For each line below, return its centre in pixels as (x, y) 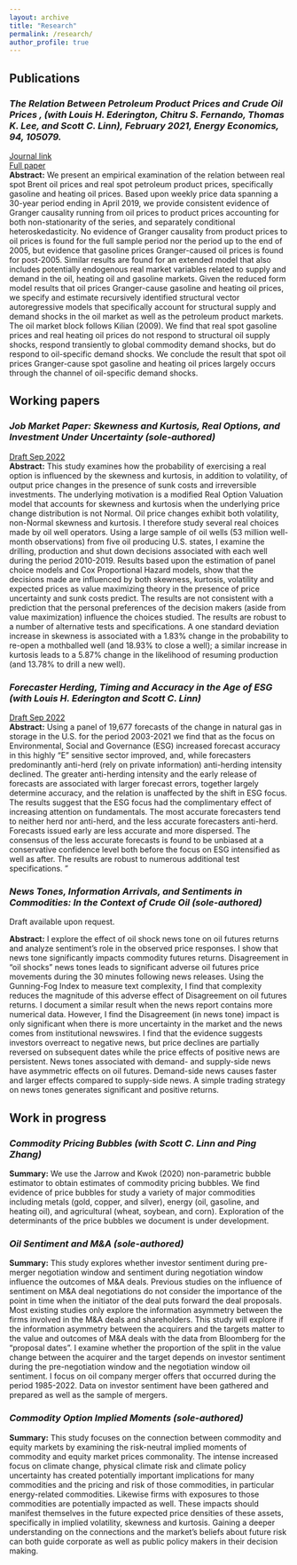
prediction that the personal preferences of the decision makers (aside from (148, 607)
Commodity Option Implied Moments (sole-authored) (126, 1419)
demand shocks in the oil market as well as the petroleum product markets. (146, 316)
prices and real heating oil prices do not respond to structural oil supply (140, 335)
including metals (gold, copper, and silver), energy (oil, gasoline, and (134, 1201)
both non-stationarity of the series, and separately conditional (122, 222)
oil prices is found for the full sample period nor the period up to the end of (146, 241)
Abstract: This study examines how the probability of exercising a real (138, 466)
